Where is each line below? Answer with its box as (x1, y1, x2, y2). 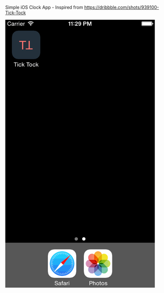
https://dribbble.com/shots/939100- (84, 5, 159, 10)
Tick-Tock (5, 10, 26, 16)
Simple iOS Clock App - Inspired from (5, 5, 83, 10)
